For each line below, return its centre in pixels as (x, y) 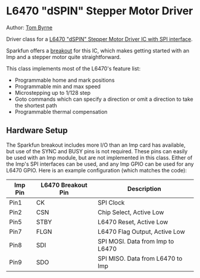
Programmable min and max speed (58, 86)
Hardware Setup (37, 130)
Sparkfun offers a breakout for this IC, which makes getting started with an (98, 50)
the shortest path (36, 105)
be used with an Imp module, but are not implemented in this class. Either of (99, 157)
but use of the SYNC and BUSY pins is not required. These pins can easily (97, 151)
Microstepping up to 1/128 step (53, 92)
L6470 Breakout (64, 185)
